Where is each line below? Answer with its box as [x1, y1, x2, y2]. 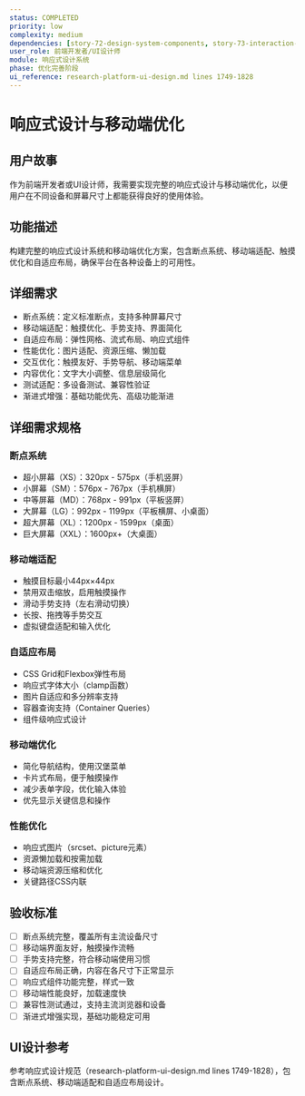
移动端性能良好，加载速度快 [22, 988, 127, 999]
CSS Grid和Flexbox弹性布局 [22, 668, 127, 679]
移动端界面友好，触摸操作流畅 [22, 943, 134, 954]
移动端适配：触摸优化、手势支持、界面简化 [22, 323, 182, 334]
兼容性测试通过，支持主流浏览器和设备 [22, 999, 166, 1010]
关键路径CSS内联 [22, 876, 87, 887]
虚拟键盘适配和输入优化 [22, 621, 111, 631]
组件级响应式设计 [22, 713, 87, 724]
